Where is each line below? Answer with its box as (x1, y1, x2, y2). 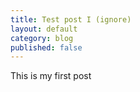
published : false (10, 42, 83, 53)
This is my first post (10, 70, 92, 82)
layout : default (10, 24, 78, 34)
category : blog (10, 33, 74, 43)
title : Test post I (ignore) (10, 14, 132, 25)
